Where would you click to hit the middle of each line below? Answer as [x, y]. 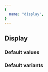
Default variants [24, 65]
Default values [22, 52]
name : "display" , [26, 14]
